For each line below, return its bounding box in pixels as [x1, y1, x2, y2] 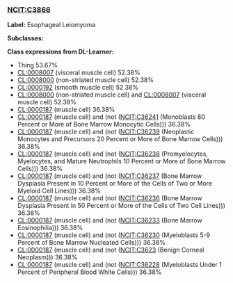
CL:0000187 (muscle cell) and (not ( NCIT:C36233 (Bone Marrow [17, 216, 203, 225]
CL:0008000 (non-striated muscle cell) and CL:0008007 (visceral [17, 90, 207, 99]
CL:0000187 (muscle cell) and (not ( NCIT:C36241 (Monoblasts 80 [17, 113, 205, 121]
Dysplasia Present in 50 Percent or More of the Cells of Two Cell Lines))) [17, 202, 226, 210]
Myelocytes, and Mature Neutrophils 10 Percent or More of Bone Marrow [17, 157, 226, 165]
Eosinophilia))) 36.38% [17, 224, 83, 232]
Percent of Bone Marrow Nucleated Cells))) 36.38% [17, 238, 166, 247]
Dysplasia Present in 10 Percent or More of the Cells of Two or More [17, 179, 212, 188]
